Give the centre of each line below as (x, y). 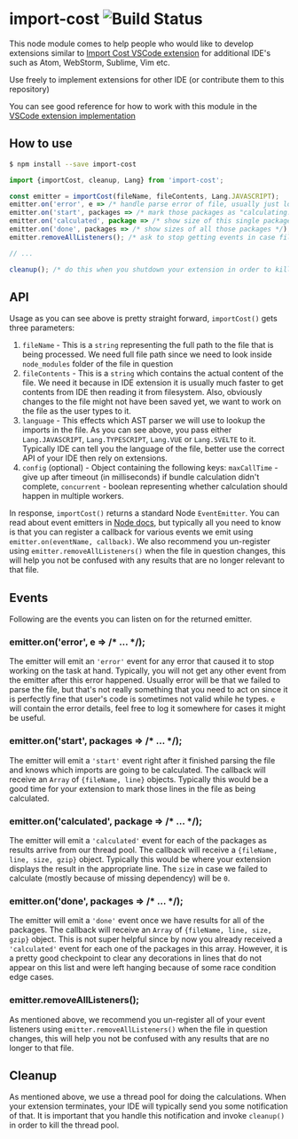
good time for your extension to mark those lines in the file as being (133, 788)
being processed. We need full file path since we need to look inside (147, 354)
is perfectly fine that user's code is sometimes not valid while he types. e (142, 699)
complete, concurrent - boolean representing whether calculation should (155, 486)
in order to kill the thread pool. (64, 1125)
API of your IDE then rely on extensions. (95, 458)
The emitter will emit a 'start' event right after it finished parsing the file (142, 760)
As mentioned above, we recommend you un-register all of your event (137, 1019)
